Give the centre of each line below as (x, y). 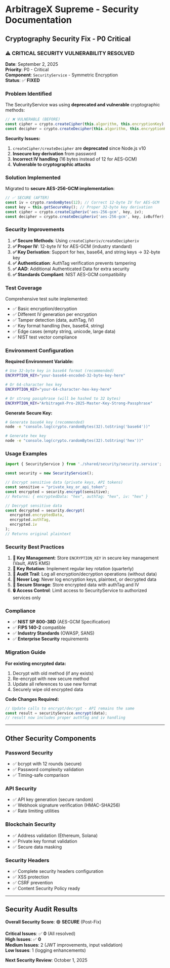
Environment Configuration (39, 350)
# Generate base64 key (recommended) (45, 422)
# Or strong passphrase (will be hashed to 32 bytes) (63, 398)
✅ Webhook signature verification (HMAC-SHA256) (66, 805)
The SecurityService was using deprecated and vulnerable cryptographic (83, 105)
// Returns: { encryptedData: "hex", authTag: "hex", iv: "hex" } (77, 496)
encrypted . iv (24, 525)
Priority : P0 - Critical (27, 69)
